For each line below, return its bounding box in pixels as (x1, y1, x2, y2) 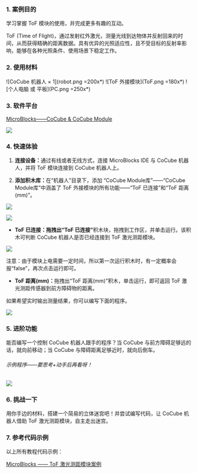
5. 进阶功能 (6, 325, 38, 333)
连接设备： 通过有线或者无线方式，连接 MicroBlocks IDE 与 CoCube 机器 (14, 157, 189, 164)
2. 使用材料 (6, 63, 38, 72)
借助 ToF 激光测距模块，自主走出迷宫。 (16, 417, 111, 424)
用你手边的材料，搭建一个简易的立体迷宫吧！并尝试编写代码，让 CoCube (6, 410, 183, 417)
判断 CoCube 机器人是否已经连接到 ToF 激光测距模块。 (25, 234, 159, 241)
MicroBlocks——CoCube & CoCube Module (6, 115, 113, 122)
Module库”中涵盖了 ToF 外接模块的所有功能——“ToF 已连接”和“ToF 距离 (14, 184, 189, 192)
